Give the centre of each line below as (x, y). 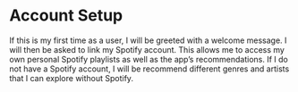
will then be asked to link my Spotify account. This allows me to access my (147, 49)
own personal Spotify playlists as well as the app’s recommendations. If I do (149, 59)
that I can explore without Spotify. (72, 78)
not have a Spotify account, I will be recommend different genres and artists (149, 69)
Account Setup (66, 16)
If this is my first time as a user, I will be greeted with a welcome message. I (148, 40)
